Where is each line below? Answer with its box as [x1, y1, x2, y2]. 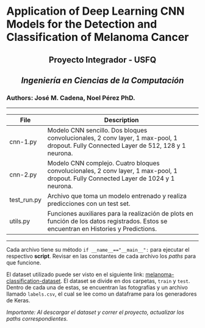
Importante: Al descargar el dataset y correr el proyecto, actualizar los [6, 308, 184, 316]
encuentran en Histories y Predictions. [47, 225, 157, 233]
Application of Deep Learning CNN [6, 4, 185, 18]
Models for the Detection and [6, 17, 157, 31]
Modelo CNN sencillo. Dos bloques [47, 126, 148, 135]
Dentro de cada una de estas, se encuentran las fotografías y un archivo [6, 284, 188, 291]
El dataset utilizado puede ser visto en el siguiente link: [6, 271, 145, 279]
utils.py [9, 217, 31, 225]
